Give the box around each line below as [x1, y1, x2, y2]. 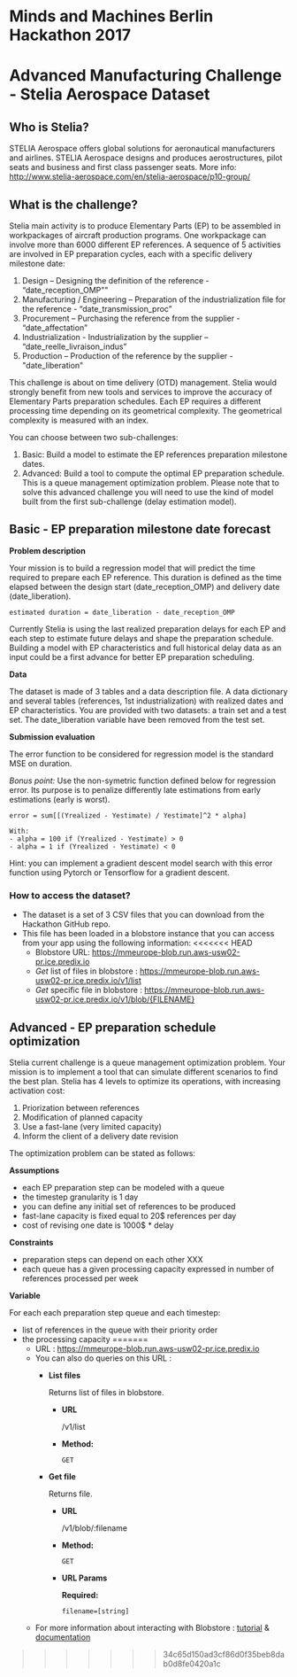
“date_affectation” [21, 322, 88, 333]
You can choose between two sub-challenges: [9, 432, 179, 442]
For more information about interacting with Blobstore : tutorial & [34, 1622, 270, 1633]
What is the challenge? [9, 197, 139, 212]
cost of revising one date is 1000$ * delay [21, 1220, 174, 1231]
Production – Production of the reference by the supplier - [21, 351, 233, 361]
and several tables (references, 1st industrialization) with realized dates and [9, 695, 285, 706]
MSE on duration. [9, 757, 72, 768]
